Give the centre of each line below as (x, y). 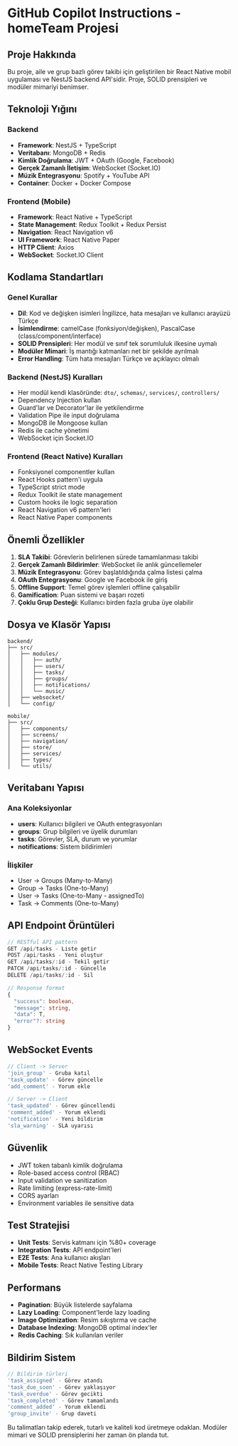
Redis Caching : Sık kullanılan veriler (70, 1335)
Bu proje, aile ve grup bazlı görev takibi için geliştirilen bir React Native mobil (119, 72)
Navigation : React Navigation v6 (65, 232)
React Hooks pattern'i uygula (60, 480)
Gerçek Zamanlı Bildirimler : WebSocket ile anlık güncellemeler (110, 565)
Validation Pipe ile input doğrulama (68, 415)
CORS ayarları (38, 1195)
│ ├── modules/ (33, 654)
